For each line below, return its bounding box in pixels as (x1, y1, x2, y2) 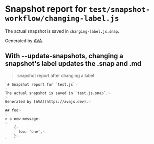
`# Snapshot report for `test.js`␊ (5, 82, 78, 87)
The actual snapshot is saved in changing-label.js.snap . (5, 28, 120, 34)
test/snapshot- (88, 5, 151, 14)
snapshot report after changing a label (17, 72, 94, 78)
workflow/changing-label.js (5, 14, 119, 23)
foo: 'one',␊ (18, 129, 45, 134)
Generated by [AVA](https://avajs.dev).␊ (5, 99, 91, 104)
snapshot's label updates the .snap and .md (5, 60, 142, 68)
